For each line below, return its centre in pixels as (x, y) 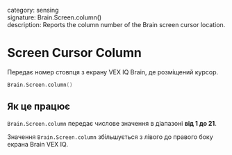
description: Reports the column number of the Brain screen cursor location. (116, 25)
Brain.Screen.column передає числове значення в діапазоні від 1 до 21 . (112, 123)
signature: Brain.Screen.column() (55, 17)
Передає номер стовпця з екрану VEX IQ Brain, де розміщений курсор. (113, 72)
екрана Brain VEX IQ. (38, 144)
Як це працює (39, 107)
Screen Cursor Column (75, 53)
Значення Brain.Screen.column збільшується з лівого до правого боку (110, 137)
